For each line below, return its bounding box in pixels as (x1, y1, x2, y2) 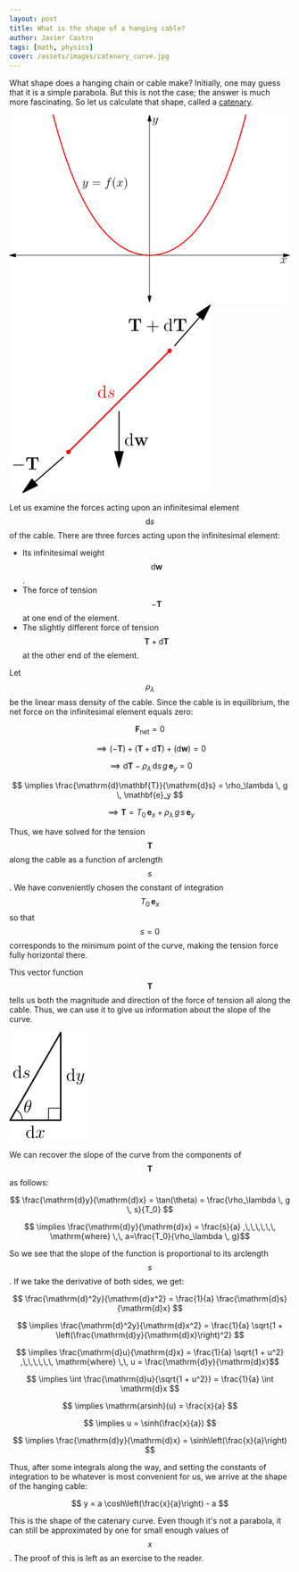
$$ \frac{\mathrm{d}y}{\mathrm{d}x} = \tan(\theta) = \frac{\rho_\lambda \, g (9, 1194, 291, 1205)
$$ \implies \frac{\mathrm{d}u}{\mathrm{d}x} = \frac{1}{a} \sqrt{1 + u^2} (15, 1346, 285, 1357)
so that (9, 911, 36, 923)
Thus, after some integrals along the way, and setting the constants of (9, 1461, 267, 1472)
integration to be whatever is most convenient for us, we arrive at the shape (9, 1471, 287, 1482)
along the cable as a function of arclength (9, 853, 163, 865)
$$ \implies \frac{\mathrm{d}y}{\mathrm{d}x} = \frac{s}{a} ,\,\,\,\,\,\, (23, 1221, 277, 1232)
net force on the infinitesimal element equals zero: (9, 706, 194, 718)
